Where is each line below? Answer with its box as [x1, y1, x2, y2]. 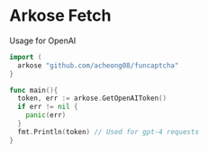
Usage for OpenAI [9, 35, 77, 46]
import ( [9, 52, 42, 61]
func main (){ [9, 85, 59, 94]
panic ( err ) [25, 111, 67, 120]
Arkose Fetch [9, 5, 112, 26]
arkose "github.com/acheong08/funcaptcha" [17, 60, 179, 70]
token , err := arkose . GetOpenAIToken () [17, 94, 167, 103]
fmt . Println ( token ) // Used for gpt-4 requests [17, 127, 200, 136]
